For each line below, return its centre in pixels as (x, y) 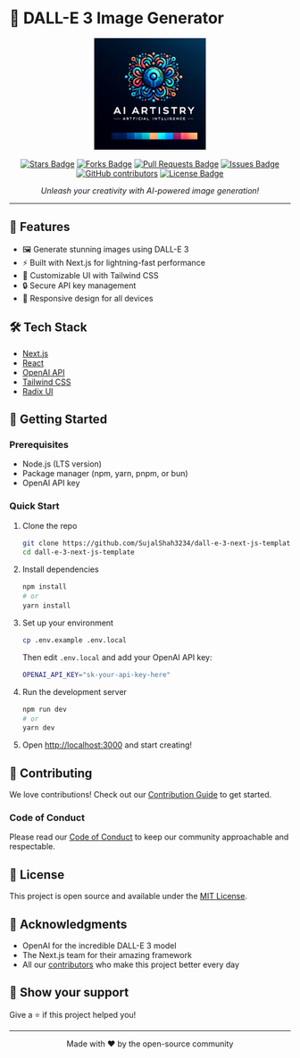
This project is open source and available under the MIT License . (129, 897)
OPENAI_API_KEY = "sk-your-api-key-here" (96, 674)
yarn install (46, 606)
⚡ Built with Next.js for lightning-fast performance (113, 262)
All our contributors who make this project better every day (130, 965)
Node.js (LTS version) (62, 464)
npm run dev (44, 709)
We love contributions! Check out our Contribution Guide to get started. (141, 795)
